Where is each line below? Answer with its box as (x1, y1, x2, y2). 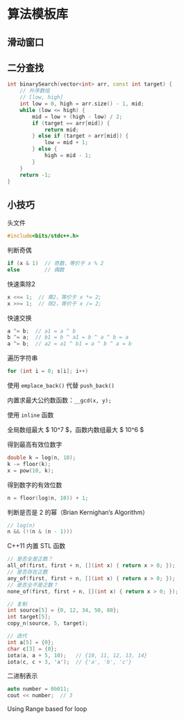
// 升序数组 (19, 88, 50, 95)
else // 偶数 (7, 266, 65, 273)
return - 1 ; (19, 171, 51, 178)
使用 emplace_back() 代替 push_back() (7, 381, 115, 390)
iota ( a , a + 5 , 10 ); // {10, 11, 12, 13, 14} (7, 652, 148, 659)
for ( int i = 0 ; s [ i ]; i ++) (7, 368, 89, 375)
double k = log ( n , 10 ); (7, 454, 76, 461)
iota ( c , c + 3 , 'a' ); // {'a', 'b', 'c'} (7, 658, 132, 665)
